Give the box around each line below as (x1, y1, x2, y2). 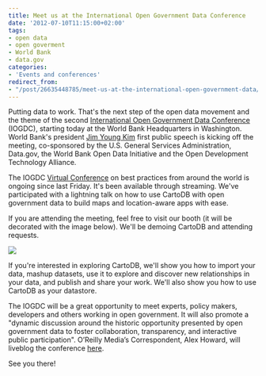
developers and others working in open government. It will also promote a (8, 310, 249, 320)
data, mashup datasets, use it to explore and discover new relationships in (8, 269, 250, 278)
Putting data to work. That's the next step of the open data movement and (8, 107, 250, 117)
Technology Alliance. (8, 158, 77, 167)
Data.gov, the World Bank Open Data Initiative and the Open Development (8, 149, 249, 159)
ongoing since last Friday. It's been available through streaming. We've (8, 182, 239, 191)
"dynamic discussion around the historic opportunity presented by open (8, 318, 243, 328)
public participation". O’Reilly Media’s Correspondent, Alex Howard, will (8, 335, 241, 345)
